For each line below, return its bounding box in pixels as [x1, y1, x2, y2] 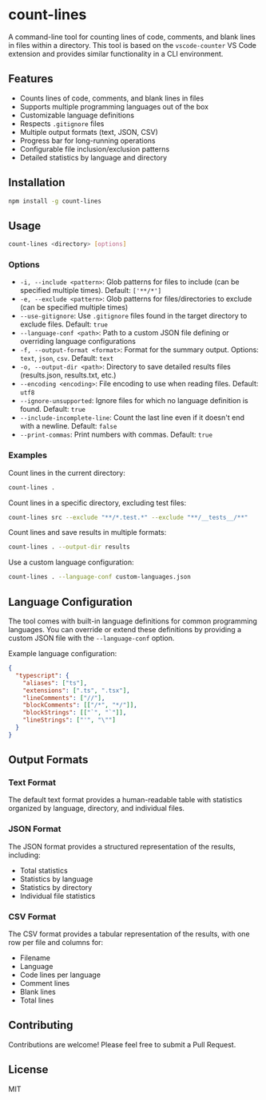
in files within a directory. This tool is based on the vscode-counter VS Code [8, 40, 257, 49]
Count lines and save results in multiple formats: [8, 528, 167, 537]
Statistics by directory [19, 882, 93, 892]
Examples [8, 449, 48, 461]
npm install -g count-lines [8, 197, 102, 205]
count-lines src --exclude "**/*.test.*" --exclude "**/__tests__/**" [8, 513, 248, 521]
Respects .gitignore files [19, 118, 105, 129]
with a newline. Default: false [19, 421, 117, 431]
